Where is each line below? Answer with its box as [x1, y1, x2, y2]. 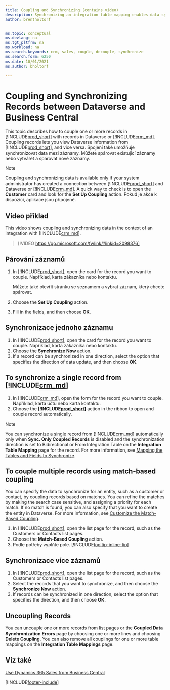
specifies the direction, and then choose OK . [12, 597, 106, 603]
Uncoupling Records [5, 611, 71, 620]
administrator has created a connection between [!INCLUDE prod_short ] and [5, 181, 163, 187]
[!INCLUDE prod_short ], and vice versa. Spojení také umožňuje [5, 144, 135, 151]
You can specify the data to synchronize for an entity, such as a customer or [5, 489, 164, 495]
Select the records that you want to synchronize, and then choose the [12, 581, 158, 587]
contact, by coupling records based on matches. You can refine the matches [5, 494, 165, 500]
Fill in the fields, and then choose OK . [12, 309, 91, 315]
